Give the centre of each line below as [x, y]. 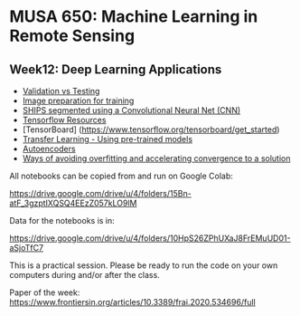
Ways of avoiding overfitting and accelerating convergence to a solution [156, 158]
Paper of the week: [45, 292]
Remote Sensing [72, 36]
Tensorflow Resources [64, 120]
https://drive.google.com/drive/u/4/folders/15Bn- [100, 193]
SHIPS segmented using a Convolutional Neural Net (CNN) [131, 110]
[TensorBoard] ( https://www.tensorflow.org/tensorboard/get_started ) [151, 129]
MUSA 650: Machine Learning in [134, 17]
